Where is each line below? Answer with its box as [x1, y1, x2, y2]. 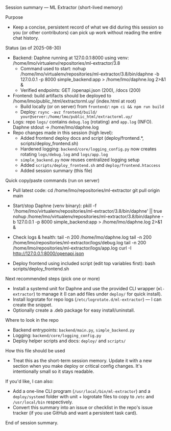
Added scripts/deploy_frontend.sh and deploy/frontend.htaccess [20, 162, 161, 168]
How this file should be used [5, 348, 65, 353]
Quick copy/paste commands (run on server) [5, 178, 100, 183]
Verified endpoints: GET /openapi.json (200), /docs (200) [20, 87, 141, 93]
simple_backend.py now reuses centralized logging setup [20, 157, 140, 163]
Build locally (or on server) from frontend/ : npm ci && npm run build [20, 104, 164, 109]
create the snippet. [12, 302, 53, 308]
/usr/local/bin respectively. [12, 399, 73, 405]
